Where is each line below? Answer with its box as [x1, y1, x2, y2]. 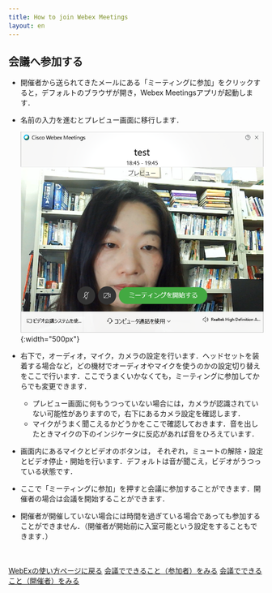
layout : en [8, 21, 45, 30]
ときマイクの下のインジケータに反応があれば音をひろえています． [39, 428, 259, 438]
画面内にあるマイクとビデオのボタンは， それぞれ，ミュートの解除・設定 [19, 446, 263, 456]
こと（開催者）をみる [8, 576, 79, 586]
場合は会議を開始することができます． [41, 493, 170, 503]
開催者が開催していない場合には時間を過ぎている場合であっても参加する [19, 511, 261, 521]
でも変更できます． [27, 381, 91, 391]
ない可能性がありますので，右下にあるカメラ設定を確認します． [32, 408, 245, 418]
